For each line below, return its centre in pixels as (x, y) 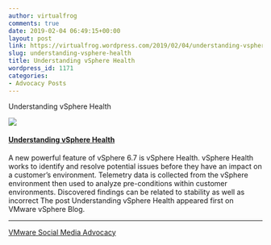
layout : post (30, 38)
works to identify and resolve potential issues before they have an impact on (135, 166)
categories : (28, 76)
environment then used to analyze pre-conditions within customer (118, 183)
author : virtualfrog (43, 16)
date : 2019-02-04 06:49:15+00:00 (65, 31)
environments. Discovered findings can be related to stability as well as (127, 192)
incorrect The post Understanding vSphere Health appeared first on (121, 200)
